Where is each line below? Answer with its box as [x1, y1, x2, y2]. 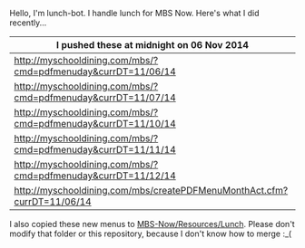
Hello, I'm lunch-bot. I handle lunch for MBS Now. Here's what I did [9, 8, 260, 18]
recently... [9, 17, 47, 28]
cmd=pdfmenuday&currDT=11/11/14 [14, 144, 177, 156]
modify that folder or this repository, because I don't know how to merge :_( [9, 228, 292, 239]
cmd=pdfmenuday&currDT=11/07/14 [14, 91, 177, 103]
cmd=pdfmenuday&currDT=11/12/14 [14, 169, 177, 182]
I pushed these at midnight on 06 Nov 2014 [55, 39, 250, 51]
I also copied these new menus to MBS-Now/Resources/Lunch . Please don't [9, 219, 295, 229]
